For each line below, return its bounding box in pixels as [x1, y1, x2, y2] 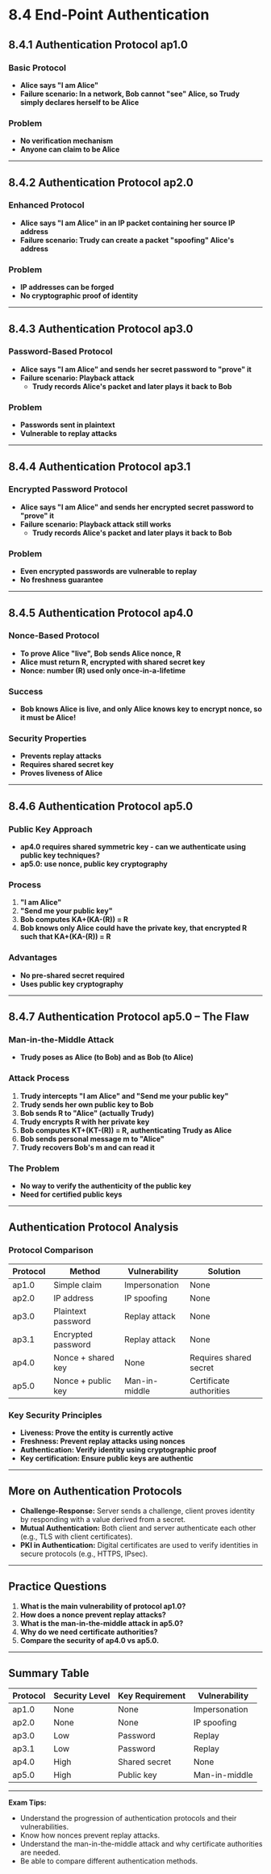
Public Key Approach [8, 824, 93, 835]
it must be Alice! [19, 713, 77, 723]
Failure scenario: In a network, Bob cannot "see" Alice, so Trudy [19, 89, 240, 99]
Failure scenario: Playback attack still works [19, 519, 172, 529]
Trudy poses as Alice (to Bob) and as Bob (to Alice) [19, 1052, 194, 1063]
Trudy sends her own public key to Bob [19, 1100, 154, 1109]
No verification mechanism [19, 136, 114, 146]
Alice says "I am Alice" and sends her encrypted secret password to [19, 502, 254, 512]
